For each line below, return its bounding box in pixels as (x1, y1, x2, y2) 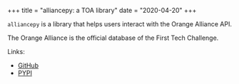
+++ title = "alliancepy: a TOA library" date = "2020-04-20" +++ (7, 6, 197, 14)
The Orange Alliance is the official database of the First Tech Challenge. (7, 33, 219, 42)
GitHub (17, 61, 39, 70)
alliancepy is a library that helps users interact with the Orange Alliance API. (7, 20, 232, 28)
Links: (7, 48, 25, 56)
